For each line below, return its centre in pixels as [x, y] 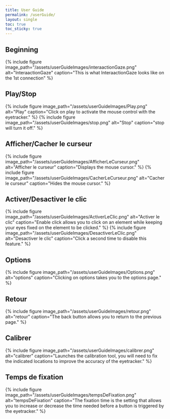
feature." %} [18, 244]
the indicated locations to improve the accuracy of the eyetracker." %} [79, 361]
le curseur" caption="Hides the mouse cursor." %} [58, 183]
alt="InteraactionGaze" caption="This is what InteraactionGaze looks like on [85, 72]
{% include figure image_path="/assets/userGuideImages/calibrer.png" [80, 350]
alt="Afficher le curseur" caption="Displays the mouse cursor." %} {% [78, 167]
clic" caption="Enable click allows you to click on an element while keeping [84, 222]
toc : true [16, 24]
